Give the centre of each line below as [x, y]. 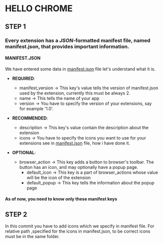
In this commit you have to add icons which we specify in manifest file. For [80, 226]
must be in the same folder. [32, 237]
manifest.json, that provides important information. [67, 46]
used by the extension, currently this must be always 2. [75, 93]
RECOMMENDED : [30, 118]
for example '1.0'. [36, 108]
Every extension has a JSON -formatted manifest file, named [78, 40]
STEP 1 [16, 27]
